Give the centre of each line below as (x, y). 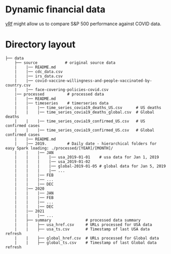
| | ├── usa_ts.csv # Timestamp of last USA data (82, 229)
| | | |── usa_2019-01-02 (52, 161)
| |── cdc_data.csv (39, 71)
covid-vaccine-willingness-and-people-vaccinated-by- (94, 81)
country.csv (18, 85)
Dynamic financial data (56, 10)
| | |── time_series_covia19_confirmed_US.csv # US (80, 121)
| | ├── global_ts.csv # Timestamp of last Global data (86, 243)
